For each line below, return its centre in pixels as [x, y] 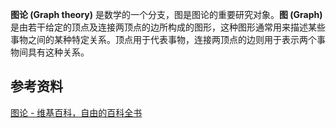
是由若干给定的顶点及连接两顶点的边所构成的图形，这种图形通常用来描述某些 [168, 27]
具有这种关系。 [58, 52]
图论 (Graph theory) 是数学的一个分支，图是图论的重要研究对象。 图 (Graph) [166, 14]
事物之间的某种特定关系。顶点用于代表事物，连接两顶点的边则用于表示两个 [163, 39]
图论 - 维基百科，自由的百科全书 [76, 112]
